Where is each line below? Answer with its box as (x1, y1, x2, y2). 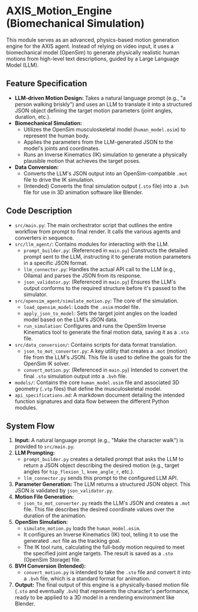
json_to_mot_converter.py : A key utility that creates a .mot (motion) (23, 347, 187, 355)
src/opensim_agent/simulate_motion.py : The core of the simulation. (14, 297, 179, 304)
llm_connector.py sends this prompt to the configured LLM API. (23, 475, 178, 482)
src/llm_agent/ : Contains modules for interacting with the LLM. (14, 240, 170, 247)
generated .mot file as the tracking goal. (23, 537, 121, 545)
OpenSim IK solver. (23, 360, 70, 367)
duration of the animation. (23, 512, 87, 519)
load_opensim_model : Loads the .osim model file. (23, 303, 141, 310)
